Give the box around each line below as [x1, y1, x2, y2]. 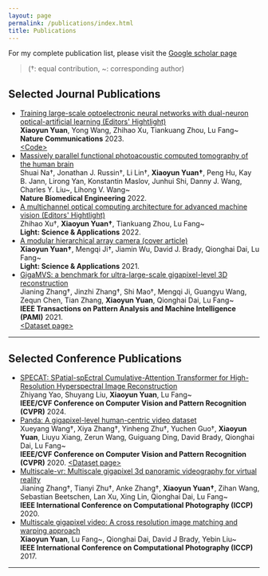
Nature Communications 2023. [19, 134, 124, 144]
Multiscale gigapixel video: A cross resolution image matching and [19, 518, 238, 526]
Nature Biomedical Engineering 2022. [19, 194, 148, 203]
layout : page [8, 11, 52, 20]
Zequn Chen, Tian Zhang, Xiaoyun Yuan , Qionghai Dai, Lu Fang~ [19, 295, 235, 305]
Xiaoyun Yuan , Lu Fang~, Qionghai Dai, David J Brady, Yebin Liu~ [19, 534, 237, 544]
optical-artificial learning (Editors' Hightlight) [19, 117, 167, 126]
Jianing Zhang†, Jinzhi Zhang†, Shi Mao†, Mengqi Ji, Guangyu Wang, [19, 287, 247, 297]
